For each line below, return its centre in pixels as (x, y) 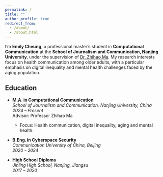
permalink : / (18, 10)
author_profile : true (27, 19)
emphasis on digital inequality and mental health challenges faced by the (79, 67)
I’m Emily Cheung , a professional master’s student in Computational (75, 46)
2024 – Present (27, 110)
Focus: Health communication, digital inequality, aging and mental (86, 125)
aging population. (23, 73)
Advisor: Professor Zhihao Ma (42, 116)
